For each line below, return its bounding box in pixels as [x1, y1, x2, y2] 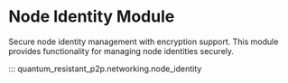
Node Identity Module [8, 6, 175, 27]
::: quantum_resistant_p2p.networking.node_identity [8, 63, 202, 74]
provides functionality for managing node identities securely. [8, 45, 235, 56]
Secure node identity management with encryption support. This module [8, 36, 279, 47]
